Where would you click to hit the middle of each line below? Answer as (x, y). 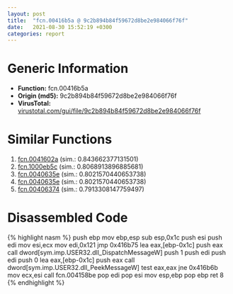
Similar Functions (59, 140)
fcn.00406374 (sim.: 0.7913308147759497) (81, 189)
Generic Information (68, 69)
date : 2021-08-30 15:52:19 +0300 (60, 27)
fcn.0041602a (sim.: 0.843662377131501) (78, 159)
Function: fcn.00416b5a (53, 89)
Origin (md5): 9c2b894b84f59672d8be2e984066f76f (97, 96)
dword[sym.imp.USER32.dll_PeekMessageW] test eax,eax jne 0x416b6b (113, 268)
